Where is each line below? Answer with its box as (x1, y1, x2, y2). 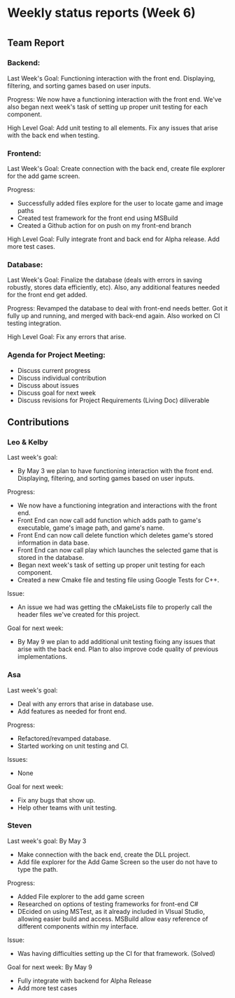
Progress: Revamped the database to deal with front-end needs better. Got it (7, 304, 228, 313)
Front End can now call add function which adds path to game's (17, 517, 201, 525)
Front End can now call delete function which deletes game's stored (17, 531, 213, 540)
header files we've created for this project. (17, 610, 141, 619)
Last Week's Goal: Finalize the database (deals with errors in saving (7, 275, 203, 285)
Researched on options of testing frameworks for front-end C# (17, 899, 199, 908)
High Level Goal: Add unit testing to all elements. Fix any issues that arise (7, 123, 218, 132)
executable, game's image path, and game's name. (17, 524, 165, 532)
